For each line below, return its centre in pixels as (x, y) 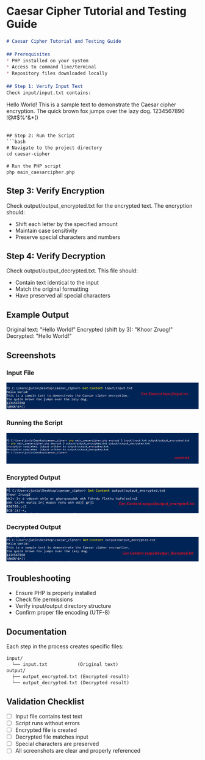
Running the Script (34, 423)
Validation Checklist (45, 702)
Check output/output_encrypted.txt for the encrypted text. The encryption (99, 205)
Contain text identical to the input (57, 283)
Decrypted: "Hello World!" (39, 336)
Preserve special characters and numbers (68, 237)
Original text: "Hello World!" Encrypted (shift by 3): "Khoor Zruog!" (90, 330)
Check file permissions (44, 599)
